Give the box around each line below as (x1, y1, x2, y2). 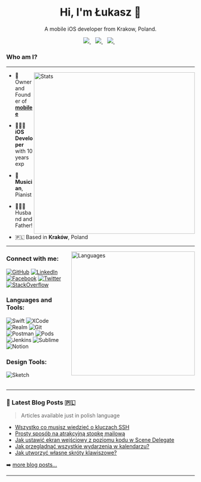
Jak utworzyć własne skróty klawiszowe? (14, 449, 117, 456)
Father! (14, 222, 33, 229)
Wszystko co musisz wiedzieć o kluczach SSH (14, 424, 130, 431)
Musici (14, 178, 33, 186)
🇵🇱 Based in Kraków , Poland (14, 234, 89, 241)
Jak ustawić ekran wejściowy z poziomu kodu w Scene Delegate (14, 436, 175, 444)
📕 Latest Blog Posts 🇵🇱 (6, 398, 76, 407)
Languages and (6, 296, 53, 304)
